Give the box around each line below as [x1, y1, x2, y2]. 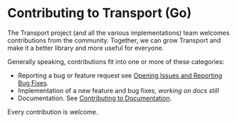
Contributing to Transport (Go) [7, 5, 192, 21]
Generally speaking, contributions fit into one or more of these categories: [7, 57, 225, 65]
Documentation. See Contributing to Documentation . [17, 94, 172, 102]
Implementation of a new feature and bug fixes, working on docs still [17, 86, 219, 95]
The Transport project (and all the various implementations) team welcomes [7, 28, 230, 37]
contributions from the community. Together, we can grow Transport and [7, 36, 221, 44]
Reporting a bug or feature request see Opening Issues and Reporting [17, 71, 223, 80]
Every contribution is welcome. [7, 107, 98, 116]
